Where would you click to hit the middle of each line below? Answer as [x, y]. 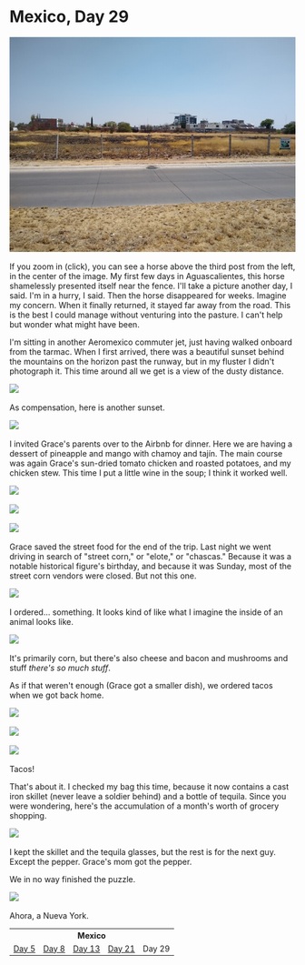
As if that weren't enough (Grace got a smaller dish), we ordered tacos [142, 685]
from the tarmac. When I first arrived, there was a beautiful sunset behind [147, 351]
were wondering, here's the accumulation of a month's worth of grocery [144, 806]
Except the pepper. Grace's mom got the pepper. [101, 861]
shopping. [28, 815]
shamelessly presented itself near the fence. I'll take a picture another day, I [151, 286]
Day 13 [86, 949]
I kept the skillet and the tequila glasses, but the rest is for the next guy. [143, 851]
